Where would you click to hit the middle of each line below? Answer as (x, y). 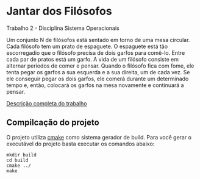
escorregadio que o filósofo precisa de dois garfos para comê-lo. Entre (96, 52)
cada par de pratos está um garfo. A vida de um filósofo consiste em (92, 59)
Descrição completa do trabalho (47, 103)
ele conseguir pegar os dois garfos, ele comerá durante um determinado (98, 79)
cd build (17, 160)
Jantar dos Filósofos (59, 11)
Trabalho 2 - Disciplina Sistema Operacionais (63, 28)
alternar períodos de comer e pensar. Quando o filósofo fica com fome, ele (100, 66)
